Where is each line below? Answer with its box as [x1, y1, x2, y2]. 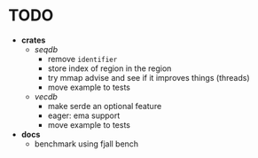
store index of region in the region [47, 63, 172, 74]
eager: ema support [47, 110, 121, 121]
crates [20, 35, 46, 45]
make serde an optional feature [47, 100, 162, 111]
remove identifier [47, 53, 118, 64]
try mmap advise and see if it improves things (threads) [47, 72, 250, 83]
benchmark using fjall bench [34, 138, 139, 149]
